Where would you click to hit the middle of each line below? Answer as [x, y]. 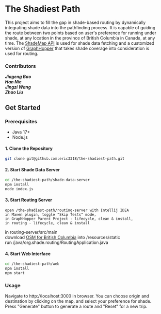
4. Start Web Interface [28, 254]
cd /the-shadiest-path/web [32, 264]
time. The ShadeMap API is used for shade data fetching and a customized [80, 43]
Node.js [20, 137]
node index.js [19, 189]
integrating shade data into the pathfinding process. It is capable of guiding [80, 27]
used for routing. [22, 53]
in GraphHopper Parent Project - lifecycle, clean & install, [69, 219]
